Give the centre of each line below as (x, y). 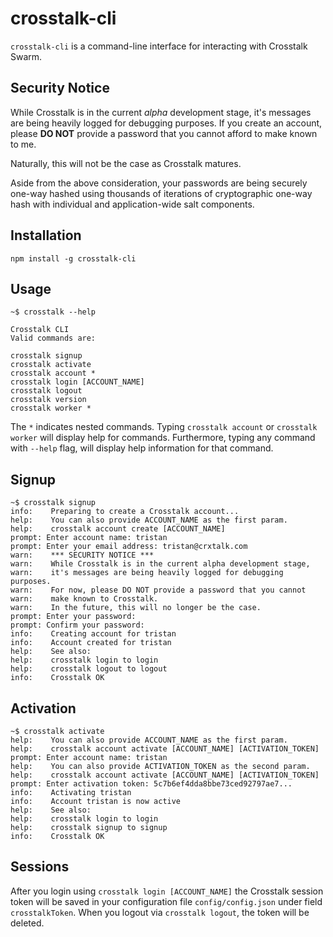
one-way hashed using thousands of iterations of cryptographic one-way (161, 193)
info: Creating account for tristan (93, 634)
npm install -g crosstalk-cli (73, 258)
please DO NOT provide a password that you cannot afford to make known (164, 133)
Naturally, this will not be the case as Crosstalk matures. (126, 163)
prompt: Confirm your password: (77, 625)
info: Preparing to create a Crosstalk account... (125, 512)
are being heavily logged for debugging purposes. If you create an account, (166, 123)
